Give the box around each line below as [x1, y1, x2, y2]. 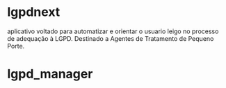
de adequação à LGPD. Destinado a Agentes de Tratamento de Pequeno [7, 34, 214, 42]
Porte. [7, 42, 25, 50]
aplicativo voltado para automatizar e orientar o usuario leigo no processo [7, 27, 219, 35]
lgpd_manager [7, 67, 93, 82]
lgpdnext [7, 4, 60, 20]
